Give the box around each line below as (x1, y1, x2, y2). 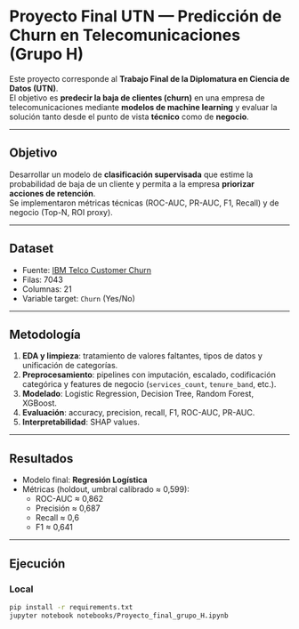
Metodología (9, 327, 82, 342)
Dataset (9, 241, 54, 256)
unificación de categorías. (21, 360, 118, 371)
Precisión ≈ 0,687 (35, 503, 101, 513)
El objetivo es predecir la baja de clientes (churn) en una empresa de (9, 92, 265, 103)
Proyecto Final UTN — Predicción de (9, 6, 282, 27)
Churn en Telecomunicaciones (9, 25, 241, 45)
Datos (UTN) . (9, 83, 59, 93)
